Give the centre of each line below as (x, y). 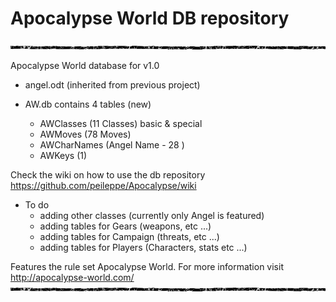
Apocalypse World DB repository (150, 18)
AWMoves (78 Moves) (85, 134)
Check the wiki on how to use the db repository (108, 174)
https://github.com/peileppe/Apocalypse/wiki (103, 185)
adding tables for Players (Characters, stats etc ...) (143, 247)
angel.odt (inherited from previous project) (112, 84)
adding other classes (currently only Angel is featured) (152, 215)
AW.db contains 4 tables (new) (88, 104)
